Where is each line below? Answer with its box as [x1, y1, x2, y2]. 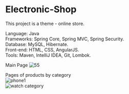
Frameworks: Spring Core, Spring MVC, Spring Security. [5, 36, 124, 42]
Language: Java [5, 30, 40, 36]
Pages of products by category [5, 72, 71, 78]
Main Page [5, 62, 28, 68]
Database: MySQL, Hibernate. [5, 41, 68, 47]
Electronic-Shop [5, 4, 77, 15]
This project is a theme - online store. [5, 20, 85, 27]
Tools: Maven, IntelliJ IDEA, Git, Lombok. [5, 52, 91, 58]
